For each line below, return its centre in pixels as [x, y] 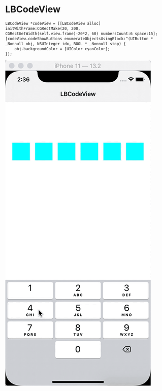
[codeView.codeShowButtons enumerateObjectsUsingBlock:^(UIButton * [79, 39]
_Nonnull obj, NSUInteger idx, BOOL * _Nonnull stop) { [66, 44]
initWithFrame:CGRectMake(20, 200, [43, 28]
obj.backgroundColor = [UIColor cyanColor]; [62, 49]
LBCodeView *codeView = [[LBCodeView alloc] [53, 23]
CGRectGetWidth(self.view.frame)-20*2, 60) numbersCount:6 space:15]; [82, 34]
